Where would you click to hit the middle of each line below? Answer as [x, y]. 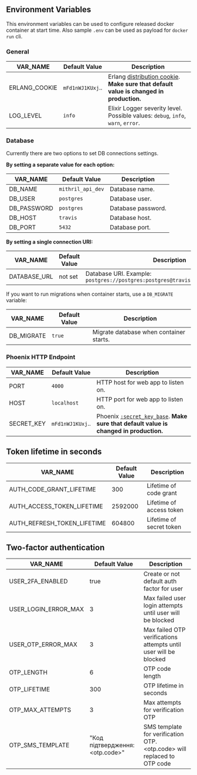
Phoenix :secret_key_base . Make [142, 416]
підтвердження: [112, 745]
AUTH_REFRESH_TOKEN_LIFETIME [57, 523]
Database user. [131, 199]
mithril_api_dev [81, 189]
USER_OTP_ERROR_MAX [43, 644]
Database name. [132, 189]
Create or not [162, 574]
